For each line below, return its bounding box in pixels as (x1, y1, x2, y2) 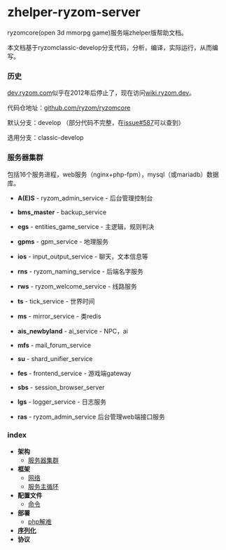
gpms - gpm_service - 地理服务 (17, 237, 108, 246)
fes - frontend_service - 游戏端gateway (17, 369, 132, 377)
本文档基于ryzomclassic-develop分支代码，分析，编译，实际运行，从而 (7, 43, 212, 51)
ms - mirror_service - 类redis (17, 312, 101, 320)
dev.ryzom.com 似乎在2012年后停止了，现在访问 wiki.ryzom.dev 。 (7, 89, 196, 97)
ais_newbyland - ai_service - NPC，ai (17, 327, 128, 335)
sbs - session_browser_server (17, 383, 105, 391)
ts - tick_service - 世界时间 (17, 296, 95, 306)
